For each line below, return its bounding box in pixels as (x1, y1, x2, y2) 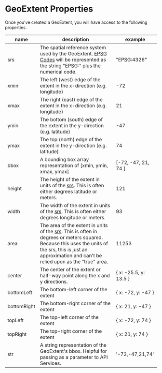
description (62, 36, 89, 43)
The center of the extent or (40, 266, 101, 273)
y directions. (40, 278, 68, 285)
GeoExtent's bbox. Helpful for (40, 347, 107, 354)
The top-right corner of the (40, 328, 102, 334)
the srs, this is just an (40, 246, 88, 253)
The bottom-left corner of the (40, 286, 108, 293)
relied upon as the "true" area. (40, 258, 108, 265)
